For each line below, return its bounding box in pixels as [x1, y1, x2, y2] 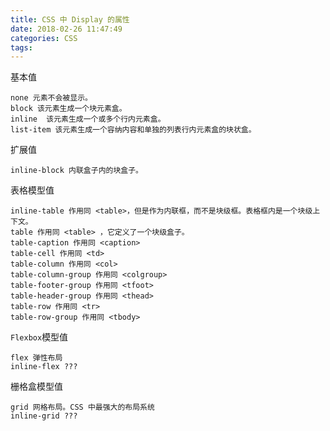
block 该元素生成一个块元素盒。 [10, 104, 127, 114]
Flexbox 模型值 [10, 331, 69, 343]
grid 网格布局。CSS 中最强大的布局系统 [10, 402, 155, 413]
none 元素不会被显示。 [10, 93, 93, 103]
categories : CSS [10, 33, 78, 43]
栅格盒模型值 [10, 381, 63, 393]
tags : [10, 42, 33, 53]
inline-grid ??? [10, 411, 78, 421]
